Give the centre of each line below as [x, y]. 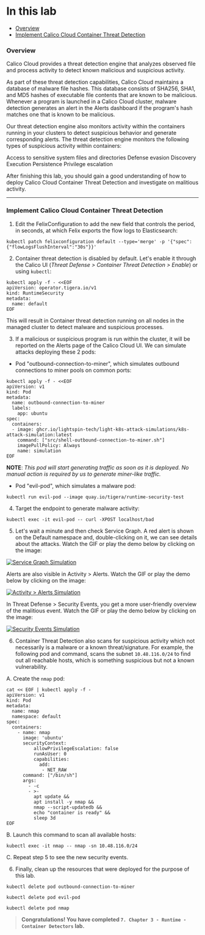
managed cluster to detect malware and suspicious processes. [85, 327]
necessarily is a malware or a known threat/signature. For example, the [104, 647]
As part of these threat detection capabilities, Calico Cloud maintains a [95, 82]
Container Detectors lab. [53, 926]
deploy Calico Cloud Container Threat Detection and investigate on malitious [103, 183]
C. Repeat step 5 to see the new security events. [67, 857]
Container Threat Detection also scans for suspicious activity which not [105, 641]
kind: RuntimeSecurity [35, 293]
